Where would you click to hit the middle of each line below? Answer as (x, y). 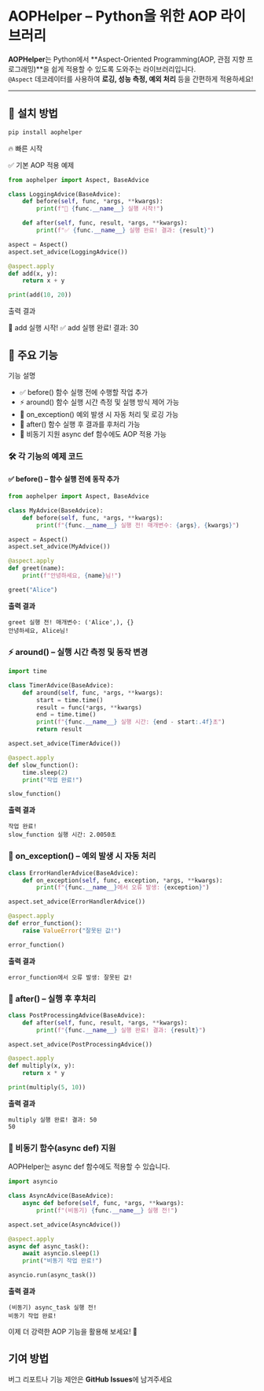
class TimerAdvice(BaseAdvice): (61, 685)
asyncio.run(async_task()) (52, 1275)
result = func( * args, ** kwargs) (90, 707)
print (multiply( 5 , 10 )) (47, 1088)
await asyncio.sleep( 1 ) (61, 1254)
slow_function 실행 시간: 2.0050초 (62, 835)
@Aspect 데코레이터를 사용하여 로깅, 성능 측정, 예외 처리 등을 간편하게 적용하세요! (131, 79)
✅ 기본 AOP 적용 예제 (41, 165)
